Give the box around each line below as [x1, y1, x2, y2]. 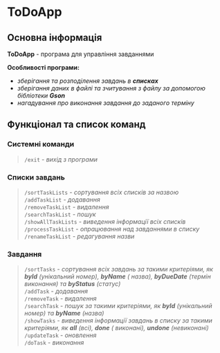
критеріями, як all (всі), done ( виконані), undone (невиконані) [24, 324, 209, 332]
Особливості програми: [7, 64, 80, 71]
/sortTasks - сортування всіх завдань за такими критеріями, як [24, 265, 213, 274]
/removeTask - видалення [24, 294, 97, 303]
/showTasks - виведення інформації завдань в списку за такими [24, 316, 213, 325]
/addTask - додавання [24, 287, 89, 296]
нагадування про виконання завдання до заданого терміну [17, 99, 195, 107]
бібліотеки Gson [17, 91, 66, 99]
